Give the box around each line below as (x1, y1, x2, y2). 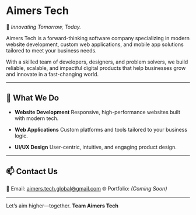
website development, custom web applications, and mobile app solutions (6, 41, 184, 48)
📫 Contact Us (6, 167, 58, 177)
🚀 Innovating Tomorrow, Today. (6, 23, 82, 30)
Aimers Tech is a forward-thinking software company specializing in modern (6, 34, 190, 41)
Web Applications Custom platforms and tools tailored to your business (14, 126, 188, 133)
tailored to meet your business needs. (6, 47, 97, 54)
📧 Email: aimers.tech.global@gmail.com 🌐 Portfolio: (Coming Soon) (6, 185, 167, 192)
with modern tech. (14, 115, 59, 122)
